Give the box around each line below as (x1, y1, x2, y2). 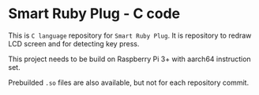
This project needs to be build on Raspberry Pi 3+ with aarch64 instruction (8, 54, 251, 64)
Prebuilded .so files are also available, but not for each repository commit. (8, 78, 250, 87)
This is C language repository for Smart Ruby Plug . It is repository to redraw (8, 31, 252, 40)
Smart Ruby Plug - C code (8, 5, 180, 23)
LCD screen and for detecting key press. (8, 38, 140, 48)
